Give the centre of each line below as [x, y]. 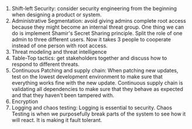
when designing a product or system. [56, 15]
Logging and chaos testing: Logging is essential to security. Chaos [92, 108]
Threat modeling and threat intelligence [59, 52]
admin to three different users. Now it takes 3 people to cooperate [91, 39]
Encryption [25, 101]
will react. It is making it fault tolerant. [57, 120]
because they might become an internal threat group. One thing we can [98, 27]
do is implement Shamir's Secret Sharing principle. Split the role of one [97, 33]
